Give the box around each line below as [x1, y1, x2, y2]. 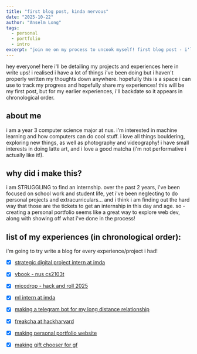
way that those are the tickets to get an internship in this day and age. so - [6, 203, 186, 210]
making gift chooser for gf [14, 341, 78, 348]
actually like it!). [6, 151, 44, 158]
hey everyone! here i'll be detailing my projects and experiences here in [6, 63, 179, 70]
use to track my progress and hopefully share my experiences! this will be [6, 81, 185, 88]
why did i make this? [6, 168, 82, 178]
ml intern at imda [14, 294, 56, 301]
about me [6, 111, 42, 121]
